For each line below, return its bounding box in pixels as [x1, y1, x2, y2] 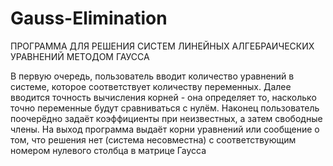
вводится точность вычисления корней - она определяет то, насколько [10, 91, 317, 103]
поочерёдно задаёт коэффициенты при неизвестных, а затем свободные [10, 112, 323, 124]
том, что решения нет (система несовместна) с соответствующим [10, 133, 297, 146]
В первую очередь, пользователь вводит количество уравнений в [10, 70, 295, 82]
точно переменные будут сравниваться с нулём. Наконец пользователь [10, 102, 320, 114]
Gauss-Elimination [10, 7, 168, 30]
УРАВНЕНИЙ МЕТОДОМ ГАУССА [10, 50, 150, 62]
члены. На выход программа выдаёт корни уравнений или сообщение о [10, 123, 320, 135]
